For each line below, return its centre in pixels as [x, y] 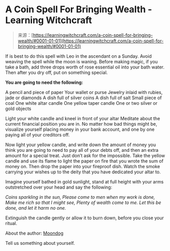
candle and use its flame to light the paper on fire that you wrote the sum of [84, 161]
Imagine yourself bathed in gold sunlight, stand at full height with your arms [84, 181]
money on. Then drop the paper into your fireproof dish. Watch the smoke [83, 166]
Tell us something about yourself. [40, 243]
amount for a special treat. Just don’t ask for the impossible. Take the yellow [85, 155]
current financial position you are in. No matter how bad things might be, [81, 124]
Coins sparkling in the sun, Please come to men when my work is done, [80, 197]
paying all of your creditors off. [38, 134]
